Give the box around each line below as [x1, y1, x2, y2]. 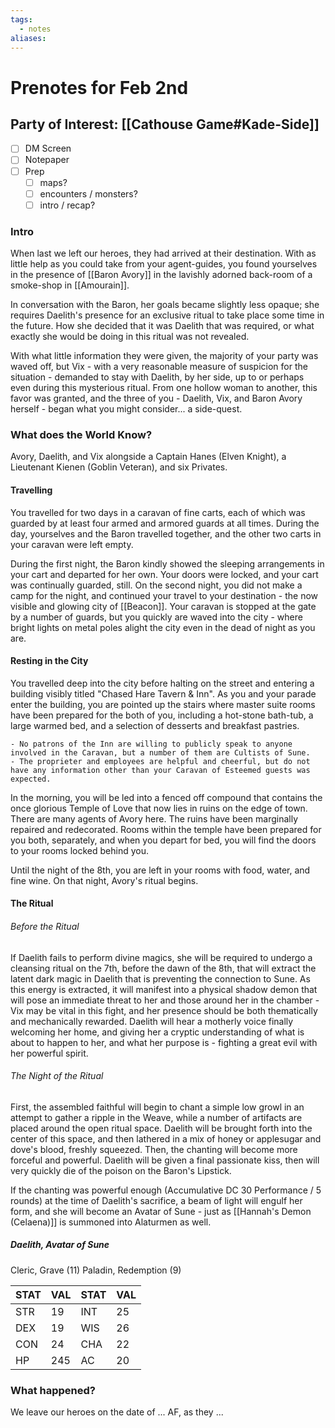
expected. [10, 774, 52, 784]
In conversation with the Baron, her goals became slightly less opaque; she [10, 299, 320, 311]
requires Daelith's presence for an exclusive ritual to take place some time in [10, 309, 325, 321]
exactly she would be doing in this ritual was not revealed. [10, 331, 250, 343]
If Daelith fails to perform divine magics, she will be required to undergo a [10, 951, 313, 963]
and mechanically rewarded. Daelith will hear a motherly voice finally [10, 1015, 294, 1027]
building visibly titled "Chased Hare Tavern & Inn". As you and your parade [10, 687, 317, 700]
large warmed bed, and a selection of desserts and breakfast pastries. [10, 719, 300, 731]
